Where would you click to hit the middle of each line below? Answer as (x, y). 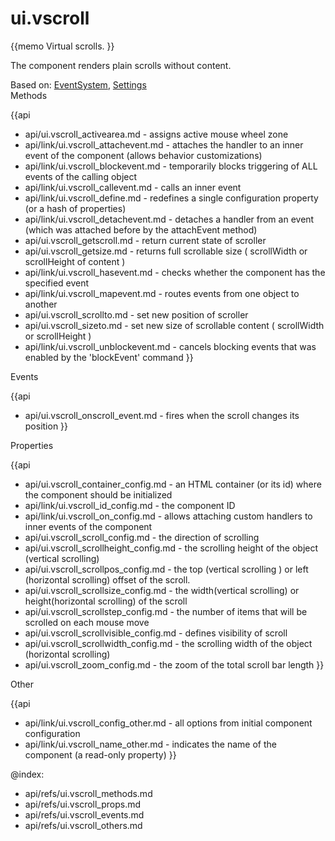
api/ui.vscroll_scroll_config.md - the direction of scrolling (142, 537)
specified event (57, 283)
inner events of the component (88, 526)
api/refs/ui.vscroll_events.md (84, 814)
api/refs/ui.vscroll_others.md (83, 825)
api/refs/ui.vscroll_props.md (83, 804)
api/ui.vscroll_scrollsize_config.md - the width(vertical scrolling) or (162, 590)
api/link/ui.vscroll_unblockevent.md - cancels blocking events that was (170, 346)
